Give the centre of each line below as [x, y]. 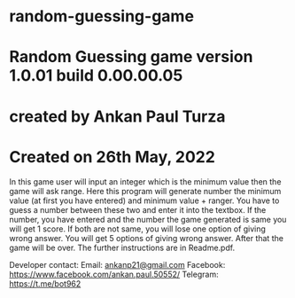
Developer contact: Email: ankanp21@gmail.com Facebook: [117, 264]
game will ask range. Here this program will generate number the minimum [145, 191]
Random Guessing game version [131, 57]
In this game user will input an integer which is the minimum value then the [145, 181]
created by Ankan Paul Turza [117, 116]
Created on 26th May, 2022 [112, 157]
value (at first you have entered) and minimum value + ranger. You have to [144, 200]
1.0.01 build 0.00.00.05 [96, 76]
